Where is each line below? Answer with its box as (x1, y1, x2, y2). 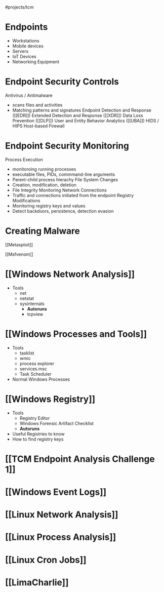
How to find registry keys (12, 436, 64, 442)
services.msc (19, 365, 47, 372)
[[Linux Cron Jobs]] (5, 554, 86, 565)
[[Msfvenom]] (5, 251, 34, 257)
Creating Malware (5, 226, 80, 237)
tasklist (19, 350, 35, 356)
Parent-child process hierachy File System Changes (12, 176, 119, 182)
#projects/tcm (5, 4, 34, 10)
